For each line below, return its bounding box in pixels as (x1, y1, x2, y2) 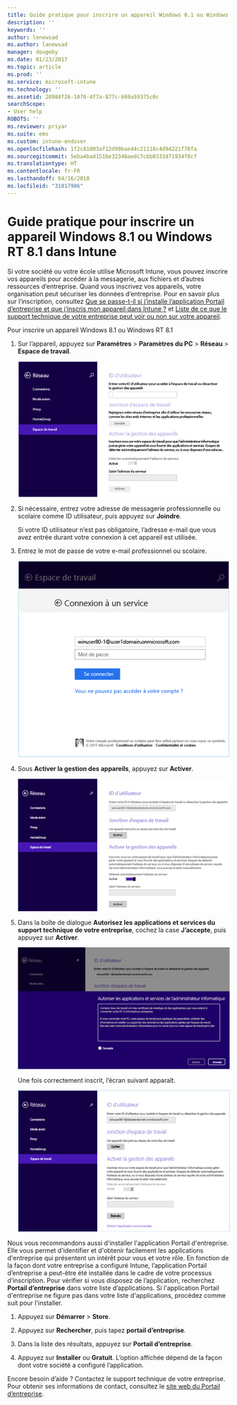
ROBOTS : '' (7, 116, 39, 123)
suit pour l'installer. (7, 1298, 63, 1307)
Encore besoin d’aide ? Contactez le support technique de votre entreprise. (7, 1374, 226, 1382)
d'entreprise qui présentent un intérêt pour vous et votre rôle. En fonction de (7, 1253, 229, 1262)
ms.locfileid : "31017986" (7, 183, 83, 190)
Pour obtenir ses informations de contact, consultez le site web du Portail (7, 1382, 221, 1390)
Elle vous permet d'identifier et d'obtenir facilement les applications (7, 1246, 204, 1255)
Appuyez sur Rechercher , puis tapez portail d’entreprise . (17, 1326, 186, 1334)
